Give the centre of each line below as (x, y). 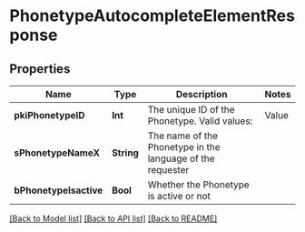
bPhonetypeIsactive (59, 190)
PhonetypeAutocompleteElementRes (152, 16)
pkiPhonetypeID (49, 115)
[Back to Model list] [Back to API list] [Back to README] (113, 218)
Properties (40, 69)
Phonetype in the (184, 147)
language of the (181, 158)
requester (168, 170)
